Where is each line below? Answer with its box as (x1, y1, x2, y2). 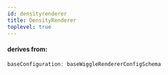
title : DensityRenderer (7, 17, 77, 24)
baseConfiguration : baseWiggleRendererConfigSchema (7, 60, 161, 67)
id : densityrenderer (7, 10, 68, 18)
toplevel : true (7, 23, 52, 30)
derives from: (7, 45, 48, 53)
